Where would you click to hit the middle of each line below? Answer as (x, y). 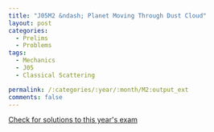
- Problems (34, 46)
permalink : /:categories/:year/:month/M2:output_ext (99, 90)
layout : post (30, 23)
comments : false (35, 97)
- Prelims (32, 38)
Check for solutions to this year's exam (73, 120)
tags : (17, 53)
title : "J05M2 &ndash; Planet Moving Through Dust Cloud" (107, 16)
